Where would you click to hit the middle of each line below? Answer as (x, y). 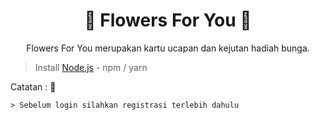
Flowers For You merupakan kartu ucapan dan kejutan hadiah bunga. (168, 48)
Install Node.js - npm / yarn (91, 67)
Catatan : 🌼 (33, 86)
